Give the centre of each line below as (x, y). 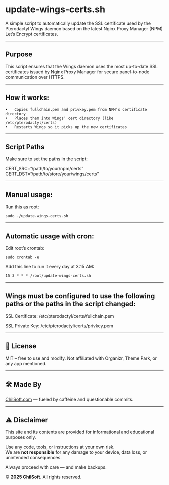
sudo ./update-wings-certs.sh (37, 216)
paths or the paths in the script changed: (70, 304)
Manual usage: (29, 195)
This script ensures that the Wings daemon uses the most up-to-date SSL (82, 66)
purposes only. (21, 437)
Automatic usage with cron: (50, 236)
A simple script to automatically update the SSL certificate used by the (78, 23)
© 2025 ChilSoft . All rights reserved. (44, 477)
